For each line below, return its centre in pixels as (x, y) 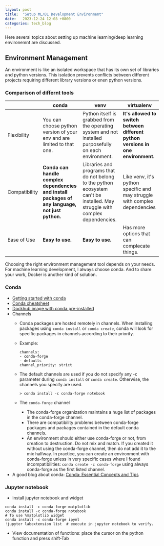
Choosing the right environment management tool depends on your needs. (80, 264)
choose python (60, 126)
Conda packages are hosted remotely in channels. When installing (86, 323)
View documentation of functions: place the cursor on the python (78, 533)
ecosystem (95, 189)
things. (131, 252)
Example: (29, 343)
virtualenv (140, 105)
